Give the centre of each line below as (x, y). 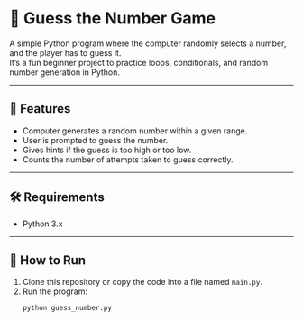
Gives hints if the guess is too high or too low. (107, 150)
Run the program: (55, 291)
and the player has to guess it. (65, 52)
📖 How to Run (48, 260)
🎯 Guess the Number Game (113, 18)
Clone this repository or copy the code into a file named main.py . (142, 282)
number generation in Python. (64, 72)
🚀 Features (40, 109)
